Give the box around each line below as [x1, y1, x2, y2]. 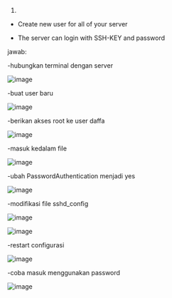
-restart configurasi [7, 241, 65, 249]
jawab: [7, 48, 27, 56]
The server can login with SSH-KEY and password [17, 34, 166, 42]
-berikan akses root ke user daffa [7, 117, 105, 125]
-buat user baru [7, 89, 53, 97]
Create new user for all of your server [17, 20, 128, 28]
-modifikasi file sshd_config [7, 200, 89, 207]
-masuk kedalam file [7, 144, 68, 153]
